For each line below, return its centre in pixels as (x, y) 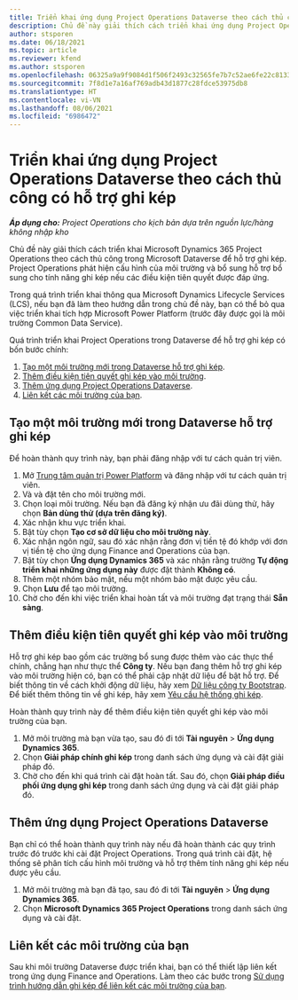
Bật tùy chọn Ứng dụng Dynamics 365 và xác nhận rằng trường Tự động (155, 560)
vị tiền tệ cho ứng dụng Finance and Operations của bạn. (126, 550)
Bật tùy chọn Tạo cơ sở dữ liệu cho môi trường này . (116, 531)
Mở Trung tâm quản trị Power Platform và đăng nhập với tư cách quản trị (154, 475)
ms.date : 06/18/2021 (47, 42)
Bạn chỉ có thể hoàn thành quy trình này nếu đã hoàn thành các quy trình (143, 844)
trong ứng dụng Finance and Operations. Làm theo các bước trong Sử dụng (147, 976)
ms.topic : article (43, 51)
